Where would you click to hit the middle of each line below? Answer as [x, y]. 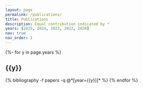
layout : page [19, 10]
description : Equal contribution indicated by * [57, 24]
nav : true [16, 33]
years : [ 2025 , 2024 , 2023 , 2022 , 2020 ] [47, 29]
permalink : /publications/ [34, 15]
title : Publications [27, 19]
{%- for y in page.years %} [33, 52]
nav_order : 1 [19, 38]
